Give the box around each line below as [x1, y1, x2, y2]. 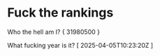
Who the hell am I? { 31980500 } [7, 28, 100, 36]
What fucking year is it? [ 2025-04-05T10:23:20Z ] [7, 41, 154, 49]
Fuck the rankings [7, 5, 114, 21]
